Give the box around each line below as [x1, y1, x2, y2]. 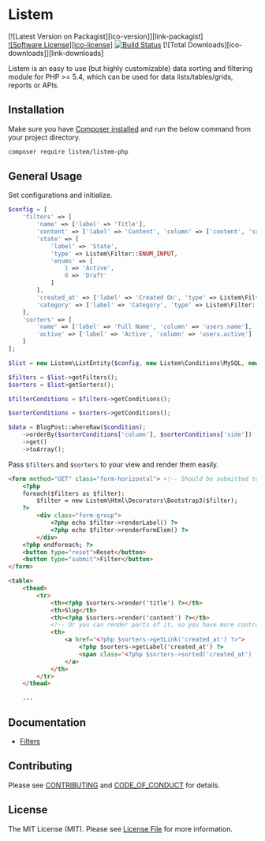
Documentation [8, 716, 87, 729]
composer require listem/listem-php [8, 147, 129, 155]
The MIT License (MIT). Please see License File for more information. [8, 824, 233, 833]
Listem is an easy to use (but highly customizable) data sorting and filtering [8, 63, 253, 73]
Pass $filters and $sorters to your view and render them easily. [8, 460, 219, 469]
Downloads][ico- [188, 39, 243, 49]
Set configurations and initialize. [8, 191, 113, 200]
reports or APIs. [8, 80, 59, 90]
